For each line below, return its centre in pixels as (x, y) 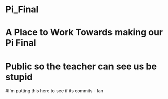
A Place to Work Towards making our (84, 33)
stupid (19, 77)
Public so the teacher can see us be (81, 66)
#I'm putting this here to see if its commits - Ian (54, 91)
